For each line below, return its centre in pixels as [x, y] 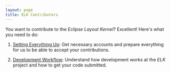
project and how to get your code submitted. [60, 65]
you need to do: [22, 34]
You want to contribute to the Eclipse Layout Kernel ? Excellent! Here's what [85, 29]
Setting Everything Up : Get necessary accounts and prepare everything [88, 44]
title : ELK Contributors [32, 15]
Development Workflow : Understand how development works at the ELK [89, 59]
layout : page [19, 10]
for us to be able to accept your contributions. [61, 50]
